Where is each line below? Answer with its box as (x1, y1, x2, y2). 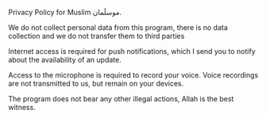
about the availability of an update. (8, 55, 121, 64)
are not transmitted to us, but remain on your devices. (8, 79, 184, 88)
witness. (8, 103, 36, 112)
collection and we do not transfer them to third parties (8, 32, 185, 40)
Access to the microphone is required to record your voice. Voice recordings (8, 70, 259, 79)
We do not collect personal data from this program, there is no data (8, 23, 229, 32)
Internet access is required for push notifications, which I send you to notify (8, 47, 256, 55)
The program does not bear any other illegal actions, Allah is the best (8, 94, 234, 103)
